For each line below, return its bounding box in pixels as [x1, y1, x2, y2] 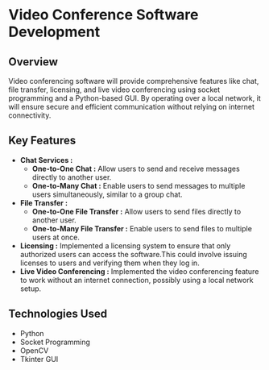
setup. [19, 284, 42, 293]
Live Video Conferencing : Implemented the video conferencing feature [19, 266, 259, 276]
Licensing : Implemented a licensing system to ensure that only [19, 240, 231, 251]
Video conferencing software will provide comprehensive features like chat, [8, 77, 259, 85]
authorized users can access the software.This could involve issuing [19, 249, 247, 259]
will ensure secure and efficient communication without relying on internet [8, 102, 255, 111]
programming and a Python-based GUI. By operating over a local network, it [8, 94, 261, 102]
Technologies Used [8, 307, 107, 321]
